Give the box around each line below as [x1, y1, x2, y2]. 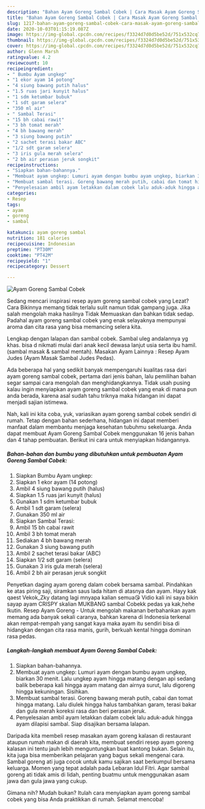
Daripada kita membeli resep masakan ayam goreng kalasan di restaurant [7, 732, 191, 740]
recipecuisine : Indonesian [7, 241, 75, 247]
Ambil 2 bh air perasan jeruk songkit [15, 569, 107, 576]
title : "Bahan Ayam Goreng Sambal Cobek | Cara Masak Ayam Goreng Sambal [7, 15, 198, 21]
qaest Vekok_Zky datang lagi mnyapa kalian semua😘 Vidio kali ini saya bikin [7, 594, 198, 601]
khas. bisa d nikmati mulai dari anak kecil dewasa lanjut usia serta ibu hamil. [7, 342, 197, 349]
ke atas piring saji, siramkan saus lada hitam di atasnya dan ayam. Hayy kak [7, 587, 196, 595]
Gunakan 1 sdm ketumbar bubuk [15, 498, 97, 506]
